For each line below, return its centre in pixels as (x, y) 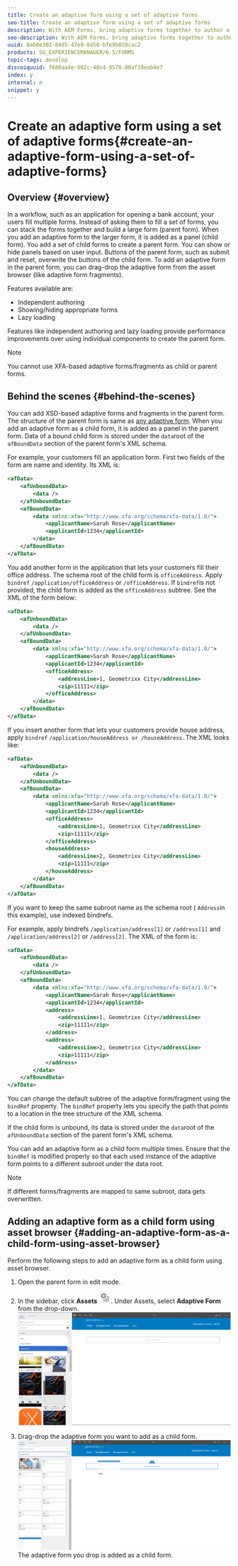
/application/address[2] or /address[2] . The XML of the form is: (102, 936)
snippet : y (23, 90)
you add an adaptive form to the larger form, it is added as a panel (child (113, 237)
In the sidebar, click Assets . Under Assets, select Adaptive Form (119, 1301)
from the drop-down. (48, 1308)
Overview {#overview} (58, 197)
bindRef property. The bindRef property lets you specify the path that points (118, 1106)
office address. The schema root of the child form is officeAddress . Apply (115, 575)
